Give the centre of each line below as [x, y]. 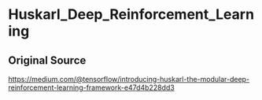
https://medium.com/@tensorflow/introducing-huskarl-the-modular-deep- [129, 79]
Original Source [47, 60]
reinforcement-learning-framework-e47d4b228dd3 [91, 87]
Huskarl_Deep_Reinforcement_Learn [131, 15]
